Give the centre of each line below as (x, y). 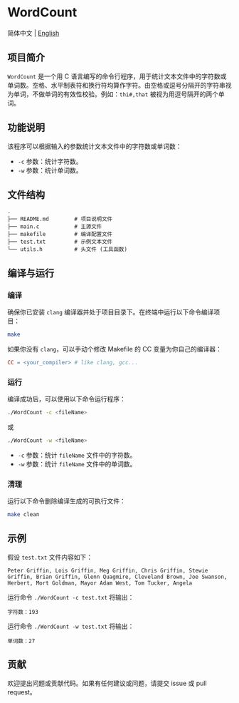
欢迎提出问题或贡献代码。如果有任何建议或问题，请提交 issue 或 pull (107, 683)
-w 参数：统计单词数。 (50, 170)
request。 (22, 692)
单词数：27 (21, 641)
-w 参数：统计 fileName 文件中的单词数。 (77, 463)
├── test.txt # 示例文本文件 (60, 242)
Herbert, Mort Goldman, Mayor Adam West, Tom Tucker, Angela (100, 583)
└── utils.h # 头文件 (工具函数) (68, 250)
